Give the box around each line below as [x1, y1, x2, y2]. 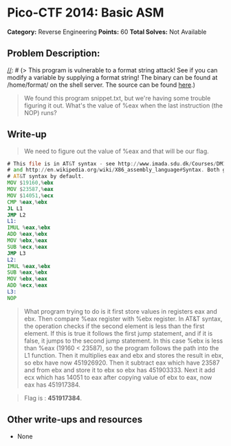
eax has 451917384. [23, 381, 81, 389]
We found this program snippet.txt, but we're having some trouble [23, 94, 211, 102]
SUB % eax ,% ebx [7, 269, 48, 276]
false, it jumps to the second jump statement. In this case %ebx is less [23, 336, 223, 345]
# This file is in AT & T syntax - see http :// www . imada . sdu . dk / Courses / [7, 160, 217, 167]
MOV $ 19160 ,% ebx [7, 179, 54, 187]
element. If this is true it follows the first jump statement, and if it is [23, 329, 213, 337]
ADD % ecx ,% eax [7, 282, 48, 289]
